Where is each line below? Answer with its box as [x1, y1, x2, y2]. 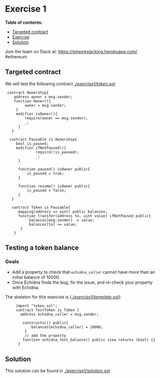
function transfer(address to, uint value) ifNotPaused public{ [18, 213, 151, 218]
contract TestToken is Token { [16, 308, 79, 313]
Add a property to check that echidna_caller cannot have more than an [12, 269, 156, 275]
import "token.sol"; [16, 304, 57, 309]
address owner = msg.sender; [14, 94, 73, 99]
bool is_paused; [16, 141, 49, 146]
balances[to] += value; [29, 222, 77, 227]
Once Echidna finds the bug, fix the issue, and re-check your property [12, 279, 153, 285]
